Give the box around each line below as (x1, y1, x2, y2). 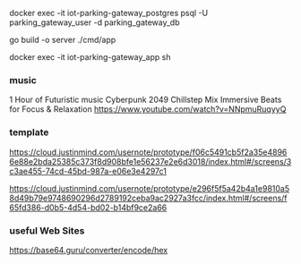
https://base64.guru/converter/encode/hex (9, 244, 168, 255)
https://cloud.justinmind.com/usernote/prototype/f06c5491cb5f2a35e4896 (9, 147, 288, 158)
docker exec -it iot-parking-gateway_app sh (9, 52, 171, 62)
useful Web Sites (9, 224, 85, 236)
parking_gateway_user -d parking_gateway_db (9, 17, 181, 28)
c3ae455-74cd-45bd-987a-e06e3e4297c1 (9, 166, 168, 176)
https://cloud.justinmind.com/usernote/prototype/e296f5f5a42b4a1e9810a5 (9, 183, 290, 193)
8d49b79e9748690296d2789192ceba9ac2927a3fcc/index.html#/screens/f (9, 192, 288, 203)
